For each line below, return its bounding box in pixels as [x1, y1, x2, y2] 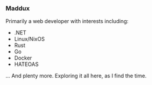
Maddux [5, 4, 30, 12]
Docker [14, 55, 33, 62]
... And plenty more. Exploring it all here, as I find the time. [5, 73, 147, 80]
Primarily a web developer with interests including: [5, 18, 129, 25]
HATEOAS [14, 61, 39, 68]
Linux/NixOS [14, 36, 45, 43]
